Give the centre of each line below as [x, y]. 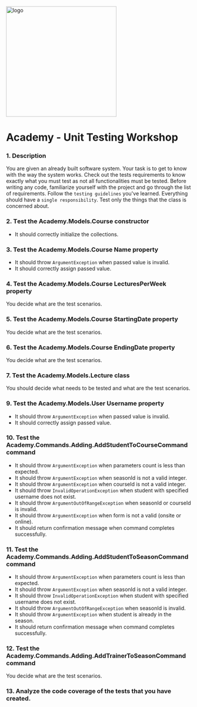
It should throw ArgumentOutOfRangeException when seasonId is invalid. [100, 608]
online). [24, 522]
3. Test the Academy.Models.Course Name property [82, 250]
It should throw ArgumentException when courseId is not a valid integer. [100, 484]
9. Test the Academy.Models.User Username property [85, 403]
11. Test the [22, 549]
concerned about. [28, 206]
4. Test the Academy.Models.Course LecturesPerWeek [86, 284]
